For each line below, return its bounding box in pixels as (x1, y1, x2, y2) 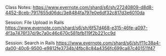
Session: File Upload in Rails (5, 20, 64, 25)
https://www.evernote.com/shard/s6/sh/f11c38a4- (56, 40, 161, 46)
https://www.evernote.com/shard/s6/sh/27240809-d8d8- (32, 5, 154, 10)
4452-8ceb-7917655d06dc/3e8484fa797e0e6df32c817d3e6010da (5, 10, 145, 16)
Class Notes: (5, 5, 32, 10)
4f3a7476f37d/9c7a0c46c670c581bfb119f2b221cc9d (5, 30, 116, 36)
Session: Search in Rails (5, 40, 55, 46)
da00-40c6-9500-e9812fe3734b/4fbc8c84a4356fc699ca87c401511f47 (5, 45, 155, 51)
